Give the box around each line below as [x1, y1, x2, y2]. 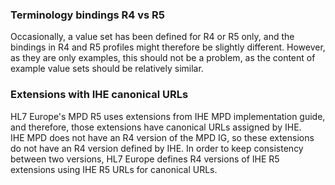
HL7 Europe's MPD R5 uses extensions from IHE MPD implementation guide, [10, 110, 326, 122]
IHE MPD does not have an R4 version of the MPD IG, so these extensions [10, 131, 315, 143]
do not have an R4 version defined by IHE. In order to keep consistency [10, 142, 304, 154]
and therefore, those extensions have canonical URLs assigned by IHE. [10, 121, 302, 133]
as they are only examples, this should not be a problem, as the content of [10, 52, 316, 64]
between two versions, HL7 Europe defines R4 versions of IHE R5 [10, 153, 280, 165]
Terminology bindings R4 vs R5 [10, 8, 165, 22]
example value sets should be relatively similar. [10, 63, 204, 75]
